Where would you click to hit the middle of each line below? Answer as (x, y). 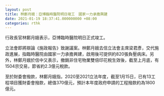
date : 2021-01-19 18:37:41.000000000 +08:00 (51, 19)
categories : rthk (23, 23)
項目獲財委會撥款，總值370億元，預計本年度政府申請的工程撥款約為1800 (82, 83)
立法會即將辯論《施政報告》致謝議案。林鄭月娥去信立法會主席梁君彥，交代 (80, 48)
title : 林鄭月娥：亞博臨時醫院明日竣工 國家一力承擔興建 (56, 14)
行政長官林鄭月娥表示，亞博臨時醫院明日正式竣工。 (56, 38)
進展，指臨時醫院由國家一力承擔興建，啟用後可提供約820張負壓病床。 (80, 54)
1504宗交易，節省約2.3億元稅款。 (39, 66)
